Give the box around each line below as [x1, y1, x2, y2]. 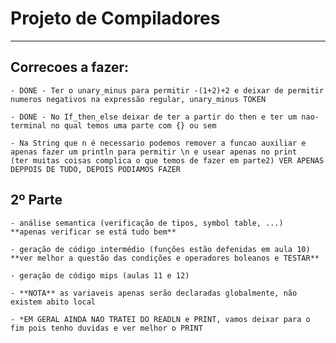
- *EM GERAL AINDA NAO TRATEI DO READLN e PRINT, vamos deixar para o [10, 314, 311, 324]
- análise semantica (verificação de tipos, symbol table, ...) [10, 218, 284, 228]
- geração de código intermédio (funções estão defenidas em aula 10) [10, 244, 311, 254]
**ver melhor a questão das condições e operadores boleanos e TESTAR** [10, 253, 320, 263]
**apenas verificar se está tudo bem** [10, 227, 177, 237]
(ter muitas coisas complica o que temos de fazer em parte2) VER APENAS [10, 155, 325, 166]
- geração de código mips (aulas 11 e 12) [10, 270, 190, 281]
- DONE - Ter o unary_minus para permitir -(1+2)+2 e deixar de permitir [10, 85, 325, 96]
